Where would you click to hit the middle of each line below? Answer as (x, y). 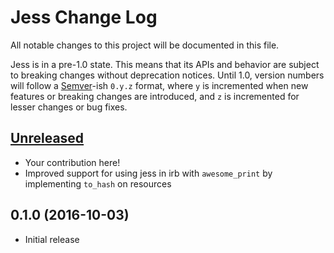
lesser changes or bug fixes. (69, 107)
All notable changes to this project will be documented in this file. (145, 45)
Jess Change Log (84, 17)
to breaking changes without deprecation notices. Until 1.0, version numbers (167, 75)
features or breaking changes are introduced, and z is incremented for (155, 96)
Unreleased (47, 138)
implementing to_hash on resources (98, 183)
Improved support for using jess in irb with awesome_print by (148, 173)
